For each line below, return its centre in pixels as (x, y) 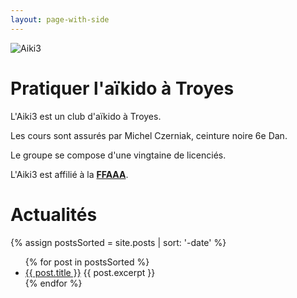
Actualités (54, 214)
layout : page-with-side (60, 19)
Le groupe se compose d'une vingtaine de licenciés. (118, 155)
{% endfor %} (53, 283)
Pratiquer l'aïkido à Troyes (122, 88)
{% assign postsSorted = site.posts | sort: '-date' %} (118, 242)
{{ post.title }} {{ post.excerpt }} (90, 272)
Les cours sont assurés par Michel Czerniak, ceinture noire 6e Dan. (149, 135)
